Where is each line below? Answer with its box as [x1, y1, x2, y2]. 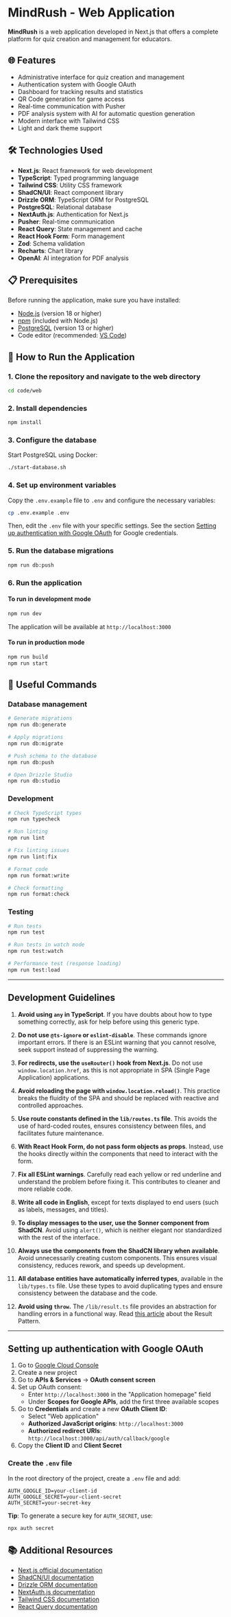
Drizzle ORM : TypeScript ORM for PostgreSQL [17, 196, 149, 204]
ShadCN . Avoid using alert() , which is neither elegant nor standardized [17, 1226, 222, 1234]
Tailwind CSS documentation [17, 1595, 100, 1603]
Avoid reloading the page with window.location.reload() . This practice [17, 1086, 221, 1095]
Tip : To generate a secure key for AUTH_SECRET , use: [8, 1511, 153, 1520]
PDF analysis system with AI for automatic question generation [17, 109, 195, 117]
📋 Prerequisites [8, 274, 78, 286]
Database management [8, 699, 88, 709]
